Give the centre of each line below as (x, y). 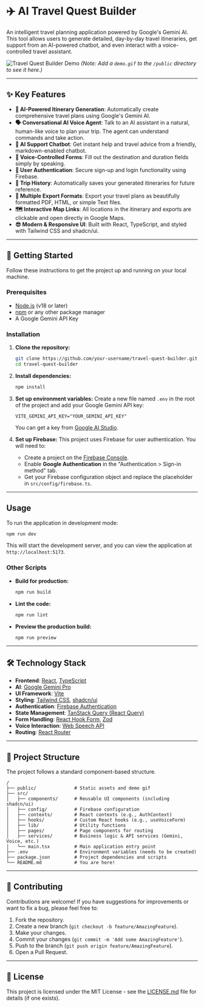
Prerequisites (26, 292)
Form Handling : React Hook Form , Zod (64, 720)
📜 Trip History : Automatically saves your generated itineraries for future (105, 183)
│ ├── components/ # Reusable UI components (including (88, 799)
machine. (18, 277)
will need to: (30, 445)
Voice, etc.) (23, 842)
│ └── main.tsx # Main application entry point (81, 847)
